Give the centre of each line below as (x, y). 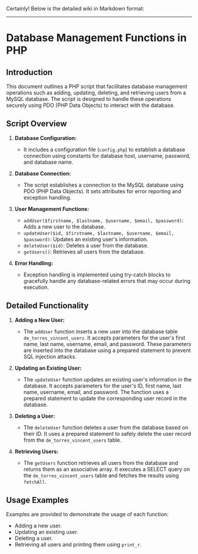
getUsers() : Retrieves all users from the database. (84, 252)
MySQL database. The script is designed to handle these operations (89, 99)
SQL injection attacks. (50, 356)
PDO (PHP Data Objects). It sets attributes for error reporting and (102, 191)
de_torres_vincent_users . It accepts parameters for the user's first (104, 338)
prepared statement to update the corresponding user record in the (105, 398)
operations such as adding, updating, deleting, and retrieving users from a (96, 93)
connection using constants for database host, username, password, (107, 155)
